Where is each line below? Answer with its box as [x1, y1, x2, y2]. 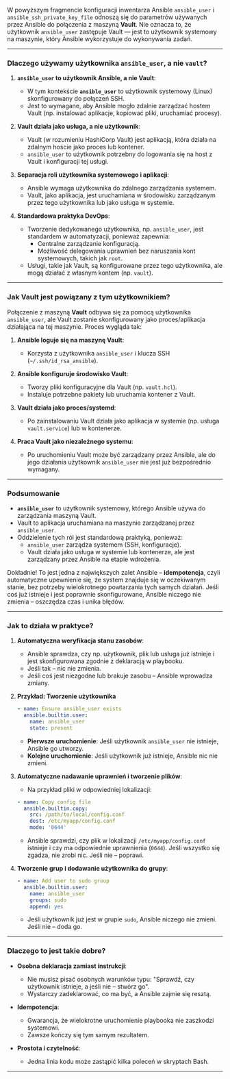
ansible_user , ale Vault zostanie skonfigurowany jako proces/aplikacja [7, 315, 205, 323]
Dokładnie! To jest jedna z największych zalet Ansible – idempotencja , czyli [7, 568, 220, 576]
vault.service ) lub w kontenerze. [27, 424, 122, 432]
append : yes [29, 903, 64, 910]
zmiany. [27, 679, 50, 687]
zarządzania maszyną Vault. [16, 511, 97, 519]
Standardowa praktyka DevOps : [16, 212, 110, 220]
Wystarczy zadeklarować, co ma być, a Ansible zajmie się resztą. [27, 989, 212, 997]
